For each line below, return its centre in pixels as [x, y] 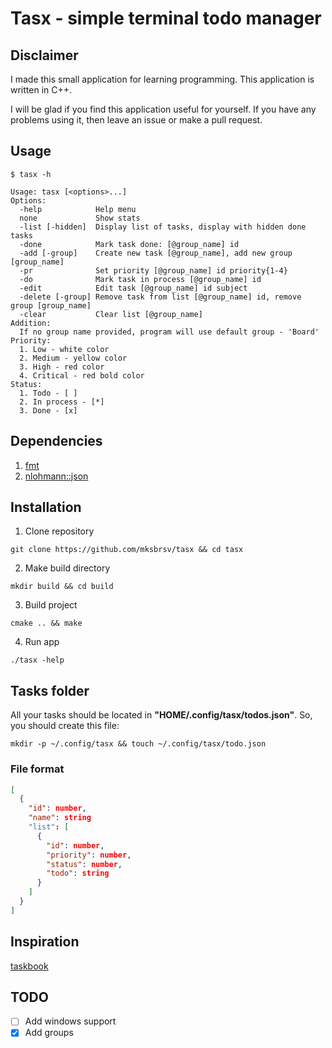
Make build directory [67, 568]
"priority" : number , [89, 855]
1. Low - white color [64, 349]
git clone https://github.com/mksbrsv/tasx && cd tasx [127, 550]
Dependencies [56, 441]
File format [37, 769]
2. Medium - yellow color [73, 358]
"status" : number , [84, 864]
